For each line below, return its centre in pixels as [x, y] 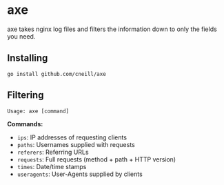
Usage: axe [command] [38, 111]
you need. [21, 36]
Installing [28, 58]
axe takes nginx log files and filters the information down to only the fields [112, 29]
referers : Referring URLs [53, 152]
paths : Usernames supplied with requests [76, 144]
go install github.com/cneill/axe [57, 74]
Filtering [26, 95]
